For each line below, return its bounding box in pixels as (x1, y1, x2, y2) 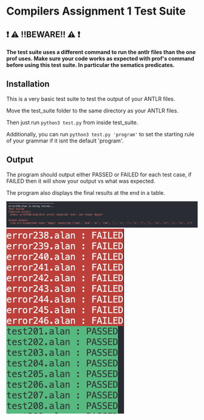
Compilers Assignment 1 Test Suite (6, 4, 186, 18)
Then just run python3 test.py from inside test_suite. (6, 119, 138, 126)
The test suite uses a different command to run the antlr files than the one (6, 49, 196, 55)
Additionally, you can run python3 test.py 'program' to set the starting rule (6, 130, 194, 138)
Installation (6, 79, 50, 89)
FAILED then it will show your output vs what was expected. (6, 177, 156, 184)
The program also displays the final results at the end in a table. (6, 189, 166, 196)
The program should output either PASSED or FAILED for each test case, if (6, 170, 192, 178)
